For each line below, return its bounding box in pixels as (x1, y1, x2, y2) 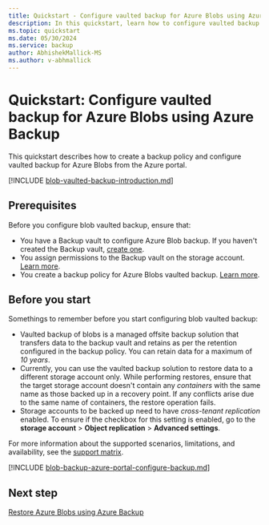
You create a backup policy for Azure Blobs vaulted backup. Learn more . (19, 269, 260, 279)
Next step (8, 486, 58, 499)
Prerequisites (8, 199, 77, 212)
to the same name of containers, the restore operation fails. (19, 398, 216, 407)
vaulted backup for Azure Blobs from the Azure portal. (8, 160, 187, 169)
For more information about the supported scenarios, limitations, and (8, 438, 235, 449)
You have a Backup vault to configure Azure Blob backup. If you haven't (19, 236, 258, 245)
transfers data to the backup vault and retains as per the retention (19, 338, 238, 348)
